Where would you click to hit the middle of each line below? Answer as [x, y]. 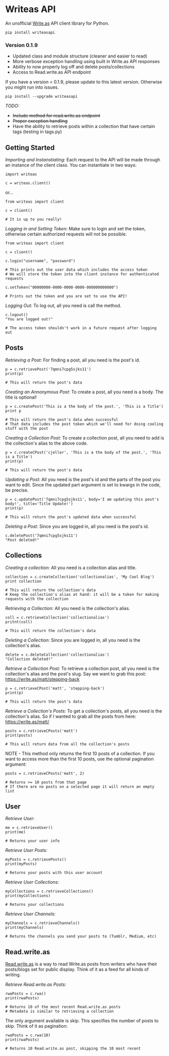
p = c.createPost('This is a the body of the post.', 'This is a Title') [84, 406]
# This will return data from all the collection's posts [67, 744]
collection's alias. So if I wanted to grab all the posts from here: [71, 716]
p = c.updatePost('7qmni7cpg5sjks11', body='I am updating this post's [82, 499]
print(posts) [19, 735]
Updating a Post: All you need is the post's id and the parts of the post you [83, 479]
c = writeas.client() [28, 183]
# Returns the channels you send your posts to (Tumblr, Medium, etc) [81, 937]
